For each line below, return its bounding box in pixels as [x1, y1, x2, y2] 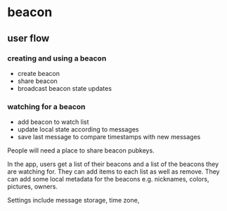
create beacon [17, 69, 60, 77]
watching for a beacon [7, 101, 86, 111]
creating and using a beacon [7, 53, 107, 63]
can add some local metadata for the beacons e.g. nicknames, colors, [7, 175, 209, 184]
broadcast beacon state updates [17, 84, 112, 92]
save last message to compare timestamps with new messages [17, 133, 201, 141]
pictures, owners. [7, 182, 58, 191]
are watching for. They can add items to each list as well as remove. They [7, 167, 220, 176]
